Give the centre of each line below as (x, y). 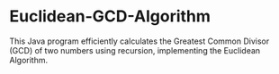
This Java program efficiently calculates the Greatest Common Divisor (139, 41)
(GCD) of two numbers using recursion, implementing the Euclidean (135, 50)
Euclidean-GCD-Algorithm (110, 16)
